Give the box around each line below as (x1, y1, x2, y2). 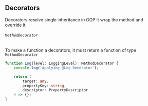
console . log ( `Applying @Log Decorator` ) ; (14, 65, 99, 70)
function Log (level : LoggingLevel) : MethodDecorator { (5, 61, 119, 66)
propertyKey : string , (22, 83, 67, 88)
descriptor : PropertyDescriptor (22, 88, 89, 93)
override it (5, 22, 26, 28)
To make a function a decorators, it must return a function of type (5, 47, 136, 53)
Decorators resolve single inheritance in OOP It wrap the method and (5, 17, 144, 22)
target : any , (22, 79, 49, 84)
